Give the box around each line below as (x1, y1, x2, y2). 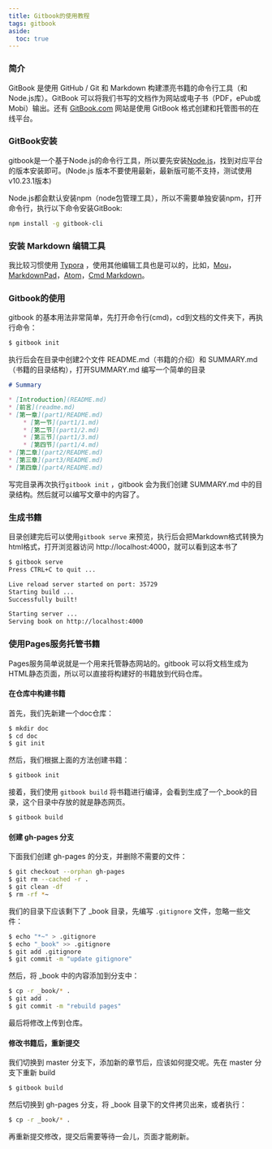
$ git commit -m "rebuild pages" (8, 1002, 122, 1011)
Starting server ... (8, 610, 79, 618)
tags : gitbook (8, 19, 57, 28)
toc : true (15, 34, 49, 43)
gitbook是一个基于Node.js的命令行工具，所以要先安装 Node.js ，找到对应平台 (8, 155, 263, 165)
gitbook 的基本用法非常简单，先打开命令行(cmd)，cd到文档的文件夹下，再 (8, 313, 257, 322)
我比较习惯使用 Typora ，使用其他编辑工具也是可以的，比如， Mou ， (8, 261, 236, 270)
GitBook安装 (8, 136, 58, 147)
